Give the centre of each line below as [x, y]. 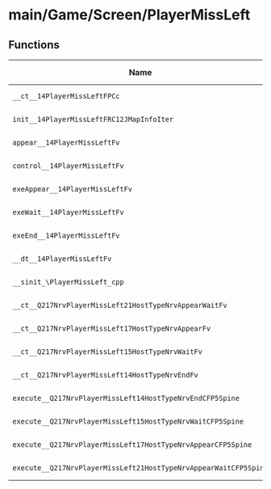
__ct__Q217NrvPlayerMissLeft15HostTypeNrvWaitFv [108, 352]
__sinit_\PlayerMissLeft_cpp [68, 282]
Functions [34, 45]
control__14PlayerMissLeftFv [68, 166]
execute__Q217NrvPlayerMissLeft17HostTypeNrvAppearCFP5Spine [132, 445]
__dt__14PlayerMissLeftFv [62, 259]
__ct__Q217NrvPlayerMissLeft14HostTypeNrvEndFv [106, 375]
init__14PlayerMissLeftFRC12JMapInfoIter [93, 119]
